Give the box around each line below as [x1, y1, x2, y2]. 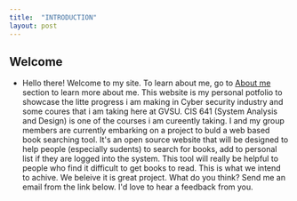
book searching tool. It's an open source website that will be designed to [21, 134, 289, 145]
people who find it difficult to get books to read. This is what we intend [21, 163, 282, 173]
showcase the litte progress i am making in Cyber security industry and [21, 97, 284, 108]
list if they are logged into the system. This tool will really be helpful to [21, 153, 278, 165]
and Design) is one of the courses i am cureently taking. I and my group [21, 116, 285, 126]
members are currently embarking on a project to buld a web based [21, 125, 270, 136]
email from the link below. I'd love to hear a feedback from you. [21, 181, 253, 192]
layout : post [9, 21, 58, 30]
